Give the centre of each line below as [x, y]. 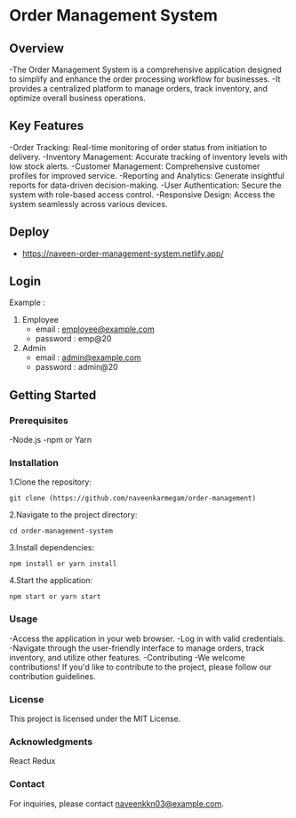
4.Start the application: [51, 581]
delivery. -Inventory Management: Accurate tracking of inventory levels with [148, 156]
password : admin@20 [76, 367]
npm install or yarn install [63, 564]
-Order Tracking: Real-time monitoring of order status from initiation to [138, 147]
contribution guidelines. [52, 676]
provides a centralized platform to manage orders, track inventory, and [139, 88]
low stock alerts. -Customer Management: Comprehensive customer [135, 166]
